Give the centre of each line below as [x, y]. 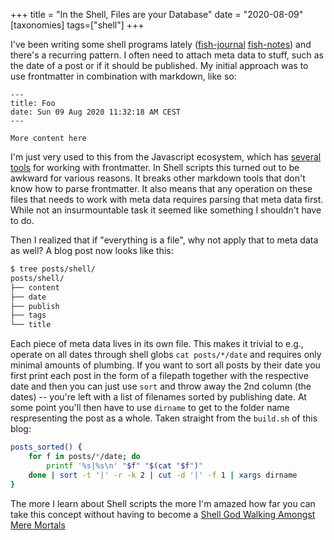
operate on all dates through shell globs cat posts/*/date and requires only [166, 355]
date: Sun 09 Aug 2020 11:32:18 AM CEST [96, 112]
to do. [22, 220]
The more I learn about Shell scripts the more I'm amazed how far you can [163, 503]
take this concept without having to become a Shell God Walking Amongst [163, 514]
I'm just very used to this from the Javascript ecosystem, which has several [166, 157]
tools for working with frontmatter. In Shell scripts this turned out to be [155, 167]
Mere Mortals [38, 525]
